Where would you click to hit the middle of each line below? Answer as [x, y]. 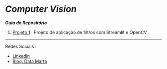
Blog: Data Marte [30, 61]
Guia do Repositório [26, 23]
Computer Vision [41, 9]
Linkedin [21, 56]
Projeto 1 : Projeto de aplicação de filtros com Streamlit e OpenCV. [80, 32]
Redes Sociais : [21, 46]
